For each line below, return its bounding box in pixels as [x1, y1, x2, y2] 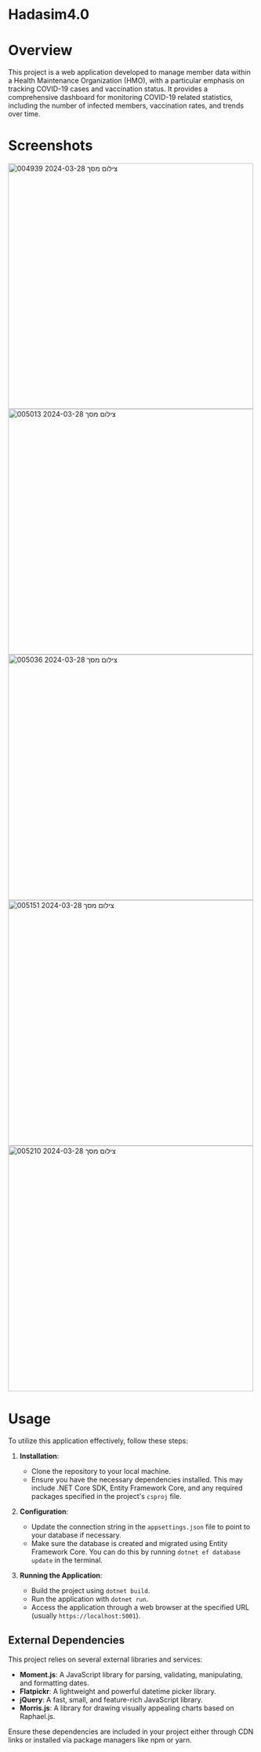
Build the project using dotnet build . [31, 1586, 150, 1595]
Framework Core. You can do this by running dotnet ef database [31, 1547, 241, 1556]
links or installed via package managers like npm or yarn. [8, 1735, 192, 1744]
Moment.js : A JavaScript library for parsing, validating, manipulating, [19, 1669, 243, 1679]
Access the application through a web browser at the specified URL [31, 1603, 249, 1612]
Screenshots [8, 137, 93, 155]
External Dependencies [8, 1633, 125, 1647]
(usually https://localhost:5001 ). [31, 1611, 141, 1620]
